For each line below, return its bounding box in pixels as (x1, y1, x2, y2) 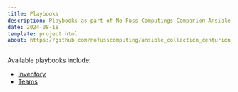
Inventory (17, 70, 46, 79)
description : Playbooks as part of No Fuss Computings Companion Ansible (7, 17, 232, 24)
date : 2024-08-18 (7, 23, 59, 30)
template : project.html (7, 30, 78, 38)
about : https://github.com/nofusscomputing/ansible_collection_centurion (7, 37, 232, 44)
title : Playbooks (7, 10, 59, 18)
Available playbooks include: (7, 56, 91, 64)
